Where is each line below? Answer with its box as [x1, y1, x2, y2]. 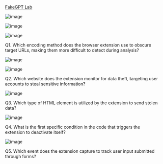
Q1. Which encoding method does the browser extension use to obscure [5, 42, 151, 48]
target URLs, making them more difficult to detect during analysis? [5, 47, 139, 53]
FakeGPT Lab [5, 4, 33, 10]
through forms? [5, 154, 36, 159]
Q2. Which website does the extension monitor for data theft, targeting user [5, 76, 158, 81]
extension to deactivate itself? [5, 129, 66, 135]
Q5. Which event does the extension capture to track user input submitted [5, 148, 155, 154]
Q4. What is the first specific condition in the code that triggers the [5, 124, 140, 130]
